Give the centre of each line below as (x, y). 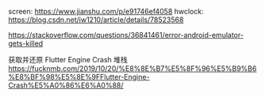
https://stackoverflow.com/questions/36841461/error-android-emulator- (126, 35)
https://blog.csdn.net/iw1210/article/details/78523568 (96, 20)
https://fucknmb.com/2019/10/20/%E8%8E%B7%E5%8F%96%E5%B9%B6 (132, 69)
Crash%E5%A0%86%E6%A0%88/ (66, 85)
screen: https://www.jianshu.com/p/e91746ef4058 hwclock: (106, 11)
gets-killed (26, 43)
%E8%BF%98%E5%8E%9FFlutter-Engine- (79, 77)
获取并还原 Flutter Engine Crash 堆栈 (68, 60)
